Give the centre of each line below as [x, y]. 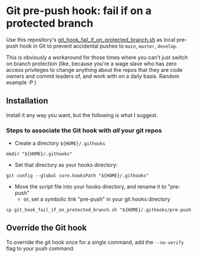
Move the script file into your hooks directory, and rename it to [91, 187]
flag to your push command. [40, 248]
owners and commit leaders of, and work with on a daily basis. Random [93, 76]
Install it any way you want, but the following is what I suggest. [82, 115]
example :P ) [21, 82]
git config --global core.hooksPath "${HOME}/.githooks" [78, 176]
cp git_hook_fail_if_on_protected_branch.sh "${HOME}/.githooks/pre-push [99, 210]
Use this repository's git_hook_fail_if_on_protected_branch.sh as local [91, 39]
